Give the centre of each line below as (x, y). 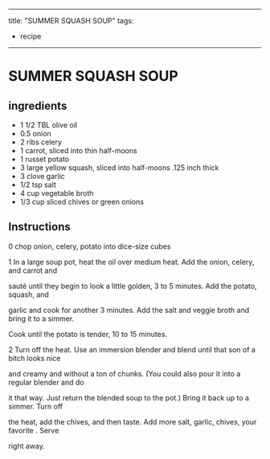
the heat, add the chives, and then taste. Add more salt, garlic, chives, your (133, 421)
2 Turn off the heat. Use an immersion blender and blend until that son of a (132, 349)
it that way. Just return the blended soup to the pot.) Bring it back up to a (129, 397)
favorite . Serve (34, 430)
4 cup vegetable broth (57, 193)
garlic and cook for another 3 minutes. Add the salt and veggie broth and (129, 310)
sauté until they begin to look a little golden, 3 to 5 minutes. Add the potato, (133, 286)
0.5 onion (36, 134)
